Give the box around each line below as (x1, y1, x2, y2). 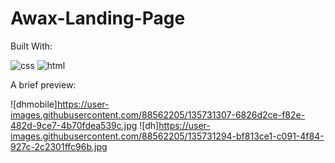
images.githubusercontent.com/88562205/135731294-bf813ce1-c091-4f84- (10, 130, 325, 142)
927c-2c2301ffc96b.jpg (10, 140, 108, 152)
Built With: (10, 40, 53, 52)
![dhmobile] (10, 98, 58, 110)
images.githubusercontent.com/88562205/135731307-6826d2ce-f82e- (10, 108, 306, 121)
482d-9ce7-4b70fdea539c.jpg (10, 119, 138, 131)
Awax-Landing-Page (10, 7, 186, 30)
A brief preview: (10, 78, 77, 91)
